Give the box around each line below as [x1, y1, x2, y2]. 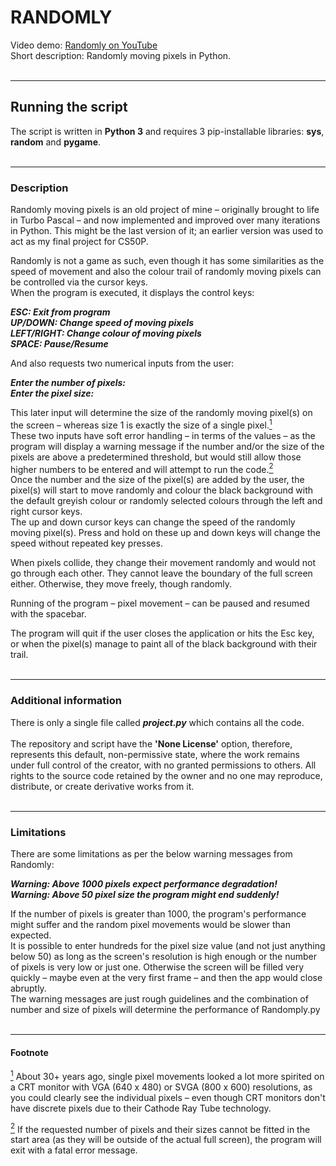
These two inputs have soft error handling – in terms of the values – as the [10, 429, 316, 441]
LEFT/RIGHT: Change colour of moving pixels [10, 327, 202, 340]
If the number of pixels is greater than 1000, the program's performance [10, 907, 307, 920]
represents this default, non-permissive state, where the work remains [10, 748, 300, 760]
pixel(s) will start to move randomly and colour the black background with [10, 484, 314, 496]
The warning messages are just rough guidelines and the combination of [10, 992, 309, 1005]
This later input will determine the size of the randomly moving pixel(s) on [10, 407, 313, 419]
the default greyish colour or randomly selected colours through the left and [10, 495, 323, 507]
